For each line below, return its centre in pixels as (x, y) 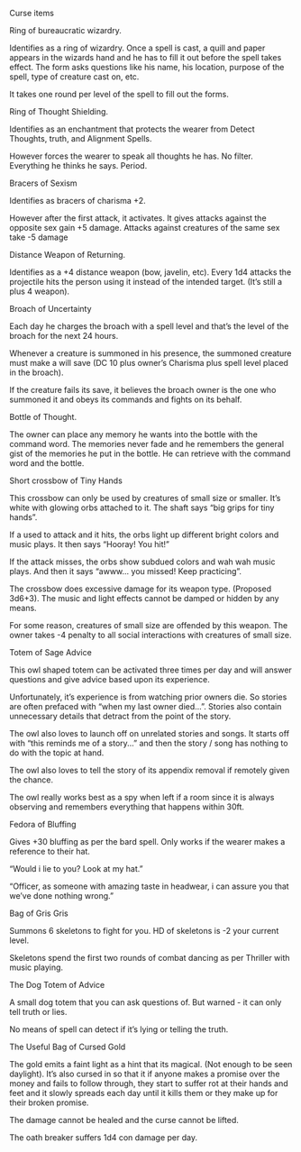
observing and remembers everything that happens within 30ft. (127, 807)
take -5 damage (39, 237)
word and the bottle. (47, 463)
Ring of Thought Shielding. (59, 111)
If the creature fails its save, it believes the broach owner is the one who (143, 390)
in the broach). (36, 372)
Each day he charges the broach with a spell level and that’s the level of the (149, 326)
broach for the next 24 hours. (64, 336)
